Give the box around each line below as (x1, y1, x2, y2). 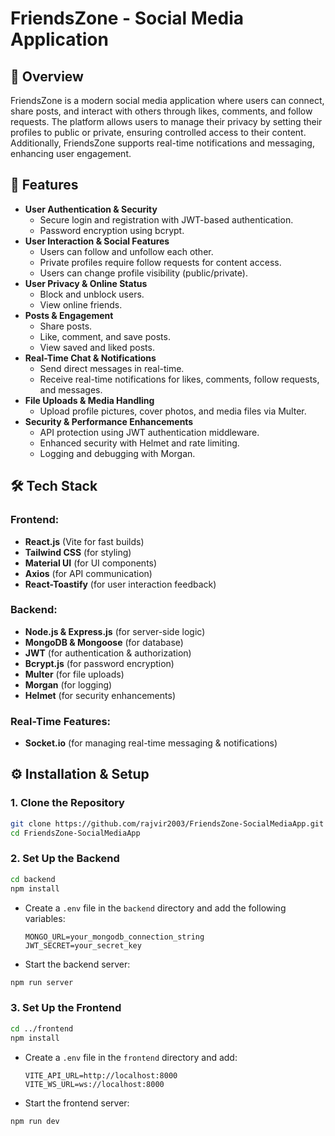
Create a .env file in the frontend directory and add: (24, 1051, 238, 1063)
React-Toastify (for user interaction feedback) (24, 578, 217, 590)
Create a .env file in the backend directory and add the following (24, 902, 287, 914)
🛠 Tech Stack (10, 478, 98, 495)
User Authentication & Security (24, 203, 158, 215)
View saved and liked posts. (39, 341, 155, 353)
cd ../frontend (10, 1023, 74, 1034)
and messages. (39, 383, 103, 396)
